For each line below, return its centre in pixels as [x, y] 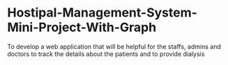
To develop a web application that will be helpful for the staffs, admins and [114, 46]
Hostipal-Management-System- [102, 13]
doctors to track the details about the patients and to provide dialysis [106, 54]
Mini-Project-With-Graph [82, 27]
